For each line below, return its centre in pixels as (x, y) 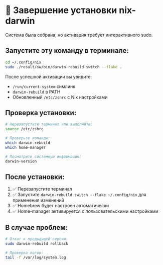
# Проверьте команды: (28, 138)
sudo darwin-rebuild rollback (37, 243)
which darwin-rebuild (28, 143)
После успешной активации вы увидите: (48, 76)
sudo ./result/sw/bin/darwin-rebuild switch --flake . (64, 67)
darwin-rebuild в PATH (36, 92)
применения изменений (38, 200)
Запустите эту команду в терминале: (67, 51)
